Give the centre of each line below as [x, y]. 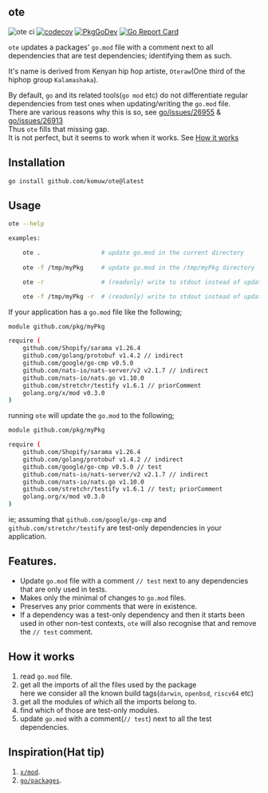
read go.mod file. [46, 676]
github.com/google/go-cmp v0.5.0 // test [92, 467]
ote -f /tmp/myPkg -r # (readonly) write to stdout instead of [132, 297]
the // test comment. [56, 632]
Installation [37, 163]
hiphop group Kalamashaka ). [53, 79]
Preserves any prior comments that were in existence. [108, 606]
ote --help [26, 224]
